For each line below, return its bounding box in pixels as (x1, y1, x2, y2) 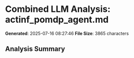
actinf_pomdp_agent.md (5, 14, 109, 25)
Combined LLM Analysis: (5, 3, 111, 15)
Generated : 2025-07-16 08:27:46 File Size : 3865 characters (5, 30, 129, 36)
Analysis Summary (5, 45, 66, 53)
